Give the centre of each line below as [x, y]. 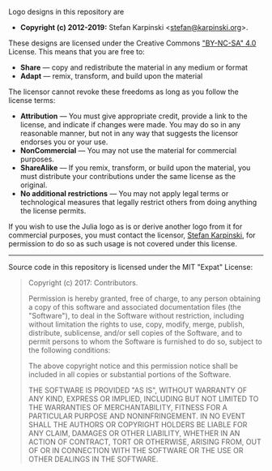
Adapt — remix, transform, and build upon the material [111, 76]
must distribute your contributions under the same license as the [128, 176]
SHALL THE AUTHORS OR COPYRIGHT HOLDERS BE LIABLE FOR [138, 424]
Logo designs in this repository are [66, 12]
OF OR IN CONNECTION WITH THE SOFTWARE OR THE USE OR [136, 450]
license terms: [32, 100]
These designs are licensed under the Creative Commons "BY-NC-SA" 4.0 [132, 43]
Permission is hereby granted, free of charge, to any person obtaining [144, 298]
